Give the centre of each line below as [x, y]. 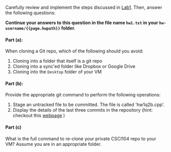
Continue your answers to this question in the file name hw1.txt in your [82, 23]
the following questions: [31, 13]
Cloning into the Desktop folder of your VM [57, 72]
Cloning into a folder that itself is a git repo [57, 61]
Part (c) [13, 127]
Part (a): [14, 40]
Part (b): [14, 83]
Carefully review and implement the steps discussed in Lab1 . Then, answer [84, 7]
